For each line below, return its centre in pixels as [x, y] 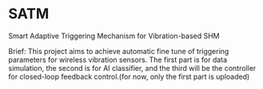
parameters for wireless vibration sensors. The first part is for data [118, 60]
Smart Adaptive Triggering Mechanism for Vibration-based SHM [114, 36]
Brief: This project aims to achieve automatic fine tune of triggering [119, 51]
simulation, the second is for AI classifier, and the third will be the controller [132, 68]
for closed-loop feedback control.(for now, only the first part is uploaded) [129, 76]
